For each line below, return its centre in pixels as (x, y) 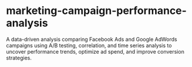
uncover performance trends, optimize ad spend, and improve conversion (95, 51)
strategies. (19, 58)
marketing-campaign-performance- (96, 11)
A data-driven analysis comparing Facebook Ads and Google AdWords (92, 39)
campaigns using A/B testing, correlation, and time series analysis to (89, 45)
